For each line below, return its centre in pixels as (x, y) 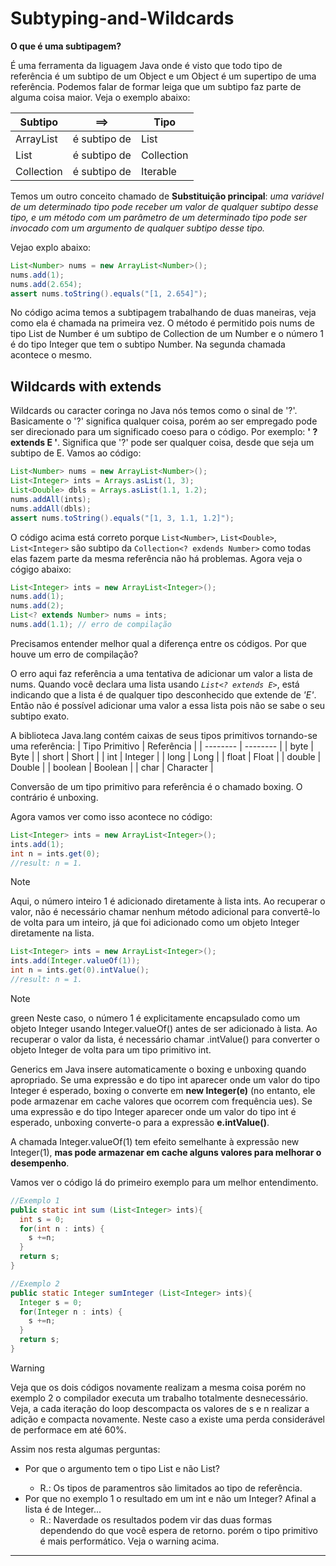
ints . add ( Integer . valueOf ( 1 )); (75, 961)
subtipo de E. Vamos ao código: (76, 453)
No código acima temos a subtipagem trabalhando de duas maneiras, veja (163, 313)
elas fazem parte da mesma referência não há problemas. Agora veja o (156, 558)
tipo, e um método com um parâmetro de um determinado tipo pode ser (159, 217)
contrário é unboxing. (54, 797)
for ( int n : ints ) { (62, 1228)
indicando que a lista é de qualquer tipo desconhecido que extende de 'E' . (163, 694)
